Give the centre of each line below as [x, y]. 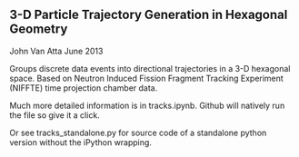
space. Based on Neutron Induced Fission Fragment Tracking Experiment [146, 78]
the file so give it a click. [55, 115]
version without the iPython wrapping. [81, 142]
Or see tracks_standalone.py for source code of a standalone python [138, 132]
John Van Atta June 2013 [56, 51]
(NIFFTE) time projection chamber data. [84, 88]
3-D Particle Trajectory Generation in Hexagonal [149, 15]
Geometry [39, 29]
